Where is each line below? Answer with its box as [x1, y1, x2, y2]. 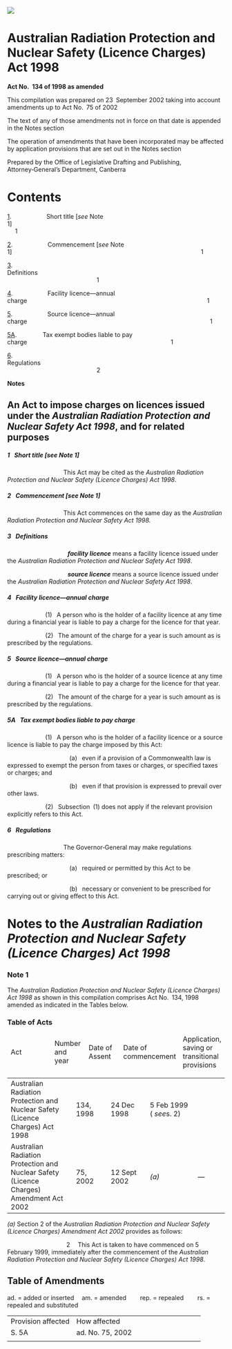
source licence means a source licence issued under [68, 570, 219, 579]
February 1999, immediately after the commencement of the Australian [7, 1248, 209, 1256]
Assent [88, 1051, 112, 1061]
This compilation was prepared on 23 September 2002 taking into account [7, 95, 221, 104]
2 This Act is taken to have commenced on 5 [66, 1240, 199, 1249]
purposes [7, 431, 50, 443]
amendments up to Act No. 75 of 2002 [7, 103, 118, 111]
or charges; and [7, 768, 52, 777]
